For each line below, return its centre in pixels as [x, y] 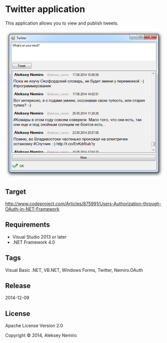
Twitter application [45, 9]
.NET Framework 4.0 [33, 242]
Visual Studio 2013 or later [39, 237]
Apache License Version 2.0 [34, 326]
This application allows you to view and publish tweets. [62, 23]
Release [18, 286]
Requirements [27, 225]
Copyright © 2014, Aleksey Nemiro [41, 335]
